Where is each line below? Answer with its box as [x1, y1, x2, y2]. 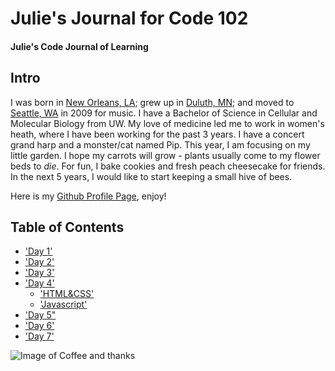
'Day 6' [24, 320, 55, 332]
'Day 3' [24, 267, 55, 279]
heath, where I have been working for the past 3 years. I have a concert [10, 128, 305, 140]
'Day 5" [24, 309, 57, 321]
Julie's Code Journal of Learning [10, 40, 149, 52]
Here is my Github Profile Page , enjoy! [10, 190, 167, 202]
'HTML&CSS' [39, 288, 95, 300]
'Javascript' [39, 298, 88, 311]
